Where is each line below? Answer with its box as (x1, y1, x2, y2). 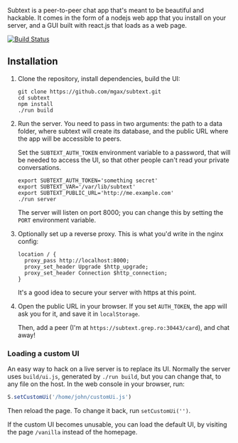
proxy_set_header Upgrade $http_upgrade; (24, 263, 149, 270)
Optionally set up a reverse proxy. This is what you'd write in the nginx (17, 229, 224, 237)
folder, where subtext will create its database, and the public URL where (17, 127, 229, 135)
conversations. (17, 163, 62, 171)
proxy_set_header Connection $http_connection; (24, 269, 168, 277)
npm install (17, 100, 53, 107)
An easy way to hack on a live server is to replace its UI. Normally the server (7, 365, 231, 373)
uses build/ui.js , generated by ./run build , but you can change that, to (7, 373, 222, 381)
